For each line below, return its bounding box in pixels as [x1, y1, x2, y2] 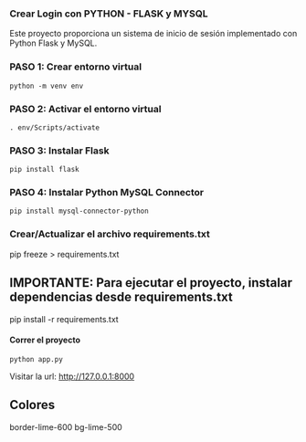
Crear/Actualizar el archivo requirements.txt [9, 227, 210, 240]
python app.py [9, 354, 64, 363]
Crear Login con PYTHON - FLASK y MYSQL [9, 7, 208, 20]
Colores [9, 397, 56, 413]
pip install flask [9, 165, 79, 174]
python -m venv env [9, 81, 84, 90]
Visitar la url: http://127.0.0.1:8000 [9, 371, 135, 382]
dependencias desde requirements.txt [9, 289, 233, 305]
